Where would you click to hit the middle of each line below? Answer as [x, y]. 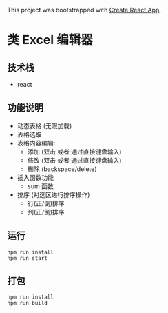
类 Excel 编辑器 [50, 40]
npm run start [28, 258]
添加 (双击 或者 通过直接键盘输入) [74, 152]
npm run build [28, 303]
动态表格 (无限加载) [44, 125]
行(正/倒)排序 [46, 203]
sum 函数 [40, 186]
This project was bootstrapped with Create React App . [84, 10]
